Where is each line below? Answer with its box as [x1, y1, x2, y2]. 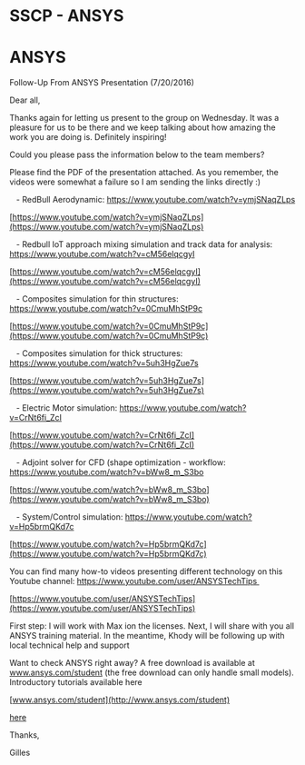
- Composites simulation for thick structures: [15, 348, 183, 359]
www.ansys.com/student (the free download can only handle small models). [9, 667, 295, 678]
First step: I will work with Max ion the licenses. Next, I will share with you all [9, 621, 295, 631]
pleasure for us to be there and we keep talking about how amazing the [9, 122, 276, 133]
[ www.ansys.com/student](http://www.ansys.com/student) [9, 694, 231, 705]
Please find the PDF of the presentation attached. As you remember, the [9, 167, 279, 178]
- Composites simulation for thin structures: [15, 293, 179, 304]
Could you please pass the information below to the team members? [9, 149, 265, 160]
